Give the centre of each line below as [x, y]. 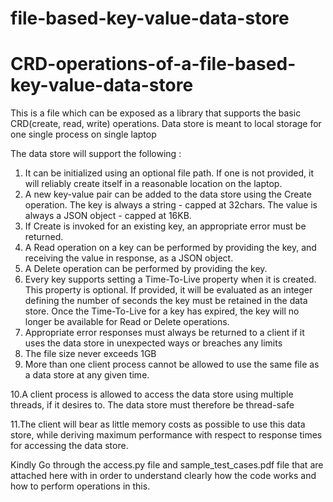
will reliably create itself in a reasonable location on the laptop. [153, 184]
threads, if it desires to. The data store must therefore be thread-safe [152, 405]
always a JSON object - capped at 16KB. [108, 216]
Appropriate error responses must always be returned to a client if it [164, 333]
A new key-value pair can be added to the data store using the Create [168, 194]
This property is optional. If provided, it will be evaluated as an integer [168, 290]
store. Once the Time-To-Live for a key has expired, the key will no [162, 311]
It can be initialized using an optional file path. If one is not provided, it [169, 173]
